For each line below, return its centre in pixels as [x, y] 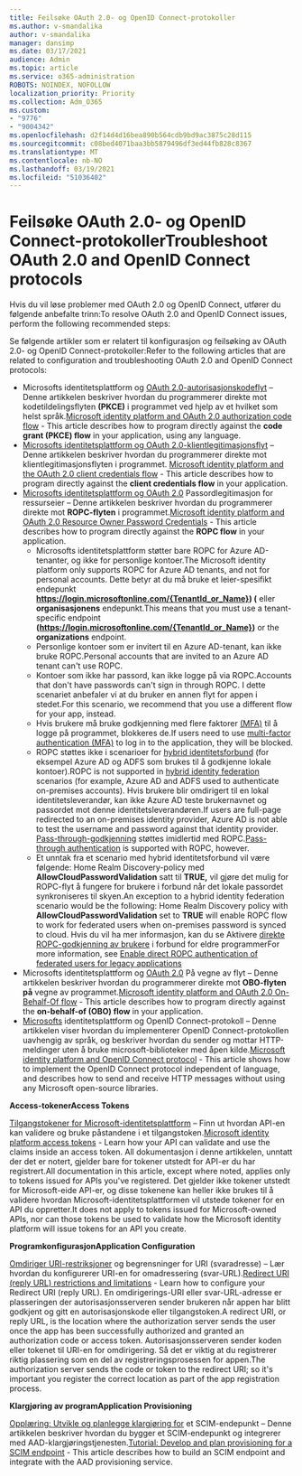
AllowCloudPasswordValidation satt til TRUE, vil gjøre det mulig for [162, 877]
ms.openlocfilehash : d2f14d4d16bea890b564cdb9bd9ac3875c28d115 [131, 135]
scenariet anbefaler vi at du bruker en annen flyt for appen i [146, 695]
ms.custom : [30, 110]
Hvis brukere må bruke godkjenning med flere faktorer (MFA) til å [156, 724]
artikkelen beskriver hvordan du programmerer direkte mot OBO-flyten [154, 983]
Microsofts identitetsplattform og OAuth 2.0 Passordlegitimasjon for [147, 493]
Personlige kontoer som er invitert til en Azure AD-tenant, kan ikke [159, 647]
